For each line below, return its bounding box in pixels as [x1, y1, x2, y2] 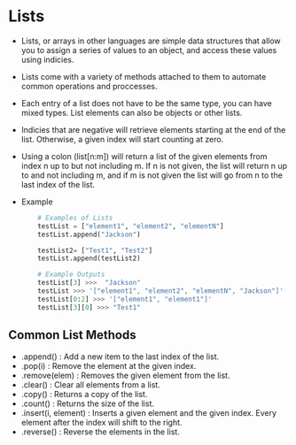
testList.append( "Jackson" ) [37, 230, 141, 239]
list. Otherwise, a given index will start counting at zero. [20, 134, 224, 144]
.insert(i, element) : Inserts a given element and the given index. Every [20, 407, 277, 418]
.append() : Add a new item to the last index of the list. [20, 351, 220, 362]
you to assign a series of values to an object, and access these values [20, 44, 277, 55]
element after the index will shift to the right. [20, 417, 183, 427]
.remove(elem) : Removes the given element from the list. [20, 370, 230, 380]
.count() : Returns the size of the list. [20, 398, 155, 409]
